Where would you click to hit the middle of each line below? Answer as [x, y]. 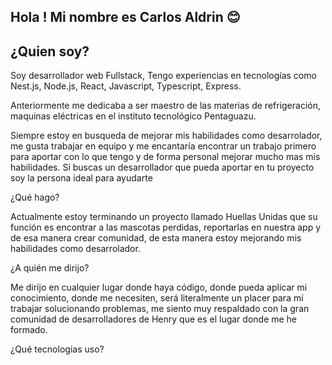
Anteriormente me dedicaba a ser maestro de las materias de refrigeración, [165, 106]
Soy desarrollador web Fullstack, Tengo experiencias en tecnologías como [163, 76]
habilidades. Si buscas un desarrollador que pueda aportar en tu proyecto [162, 167]
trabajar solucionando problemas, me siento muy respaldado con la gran [160, 309]
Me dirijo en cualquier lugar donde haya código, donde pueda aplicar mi [159, 287]
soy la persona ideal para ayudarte [81, 178]
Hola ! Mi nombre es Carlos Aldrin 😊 [125, 17]
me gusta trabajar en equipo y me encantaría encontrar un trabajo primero [163, 146]
